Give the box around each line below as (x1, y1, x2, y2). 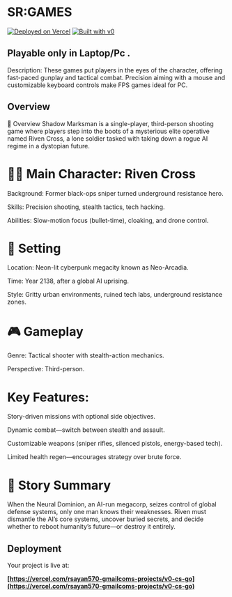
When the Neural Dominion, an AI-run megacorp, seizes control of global (7, 500, 217, 509)
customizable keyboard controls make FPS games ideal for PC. (7, 81, 188, 89)
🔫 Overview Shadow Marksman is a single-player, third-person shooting (7, 119, 214, 127)
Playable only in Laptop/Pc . (7, 47, 131, 59)
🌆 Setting (7, 240, 61, 256)
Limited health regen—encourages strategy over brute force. (7, 453, 182, 461)
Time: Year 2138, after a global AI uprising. (7, 277, 129, 286)
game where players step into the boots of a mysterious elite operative (7, 127, 210, 135)
